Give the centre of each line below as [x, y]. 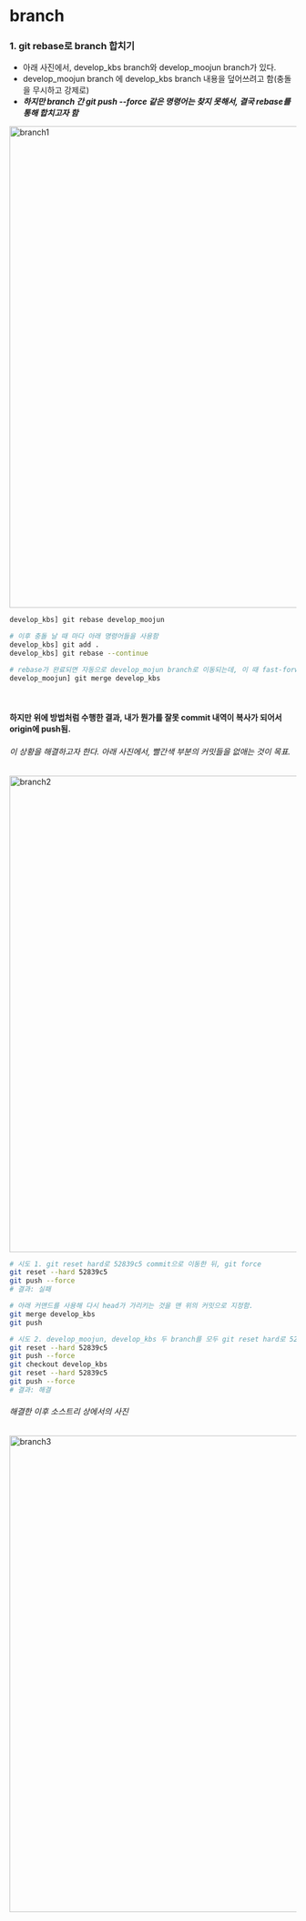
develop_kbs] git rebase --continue [79, 654]
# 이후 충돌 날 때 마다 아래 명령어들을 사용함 [84, 637]
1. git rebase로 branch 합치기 [72, 46]
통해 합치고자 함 [51, 113]
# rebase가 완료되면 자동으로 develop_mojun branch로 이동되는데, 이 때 [134, 669]
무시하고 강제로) [61, 90]
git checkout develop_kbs [58, 1364]
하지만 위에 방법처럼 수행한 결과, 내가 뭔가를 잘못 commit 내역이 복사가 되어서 [146, 718]
